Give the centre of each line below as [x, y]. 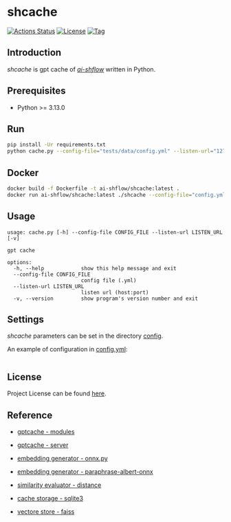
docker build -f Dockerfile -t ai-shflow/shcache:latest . [93, 188]
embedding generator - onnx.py [62, 458]
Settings [26, 319]
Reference [30, 415]
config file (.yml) [109, 280]
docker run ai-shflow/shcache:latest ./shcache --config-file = [100, 195]
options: [20, 262]
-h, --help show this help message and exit [95, 268]
